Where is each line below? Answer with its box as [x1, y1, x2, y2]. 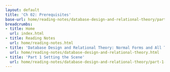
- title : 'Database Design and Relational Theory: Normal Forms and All [5, 45, 162, 50]
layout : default [5, 7, 39, 13]
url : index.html [10, 31, 44, 36]
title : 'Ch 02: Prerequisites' [5, 12, 71, 17]
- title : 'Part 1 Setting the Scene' [5, 54, 85, 60]
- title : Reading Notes [5, 36, 56, 41]
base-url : [5, 17, 26, 22]
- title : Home [5, 26, 35, 31]
